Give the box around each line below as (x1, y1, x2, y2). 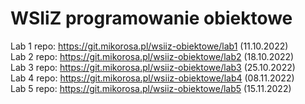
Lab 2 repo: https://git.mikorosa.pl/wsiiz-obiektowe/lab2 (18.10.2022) (10, 50, 295, 62)
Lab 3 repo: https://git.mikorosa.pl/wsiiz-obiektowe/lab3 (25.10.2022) (10, 61, 296, 73)
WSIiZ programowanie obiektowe (10, 7, 293, 30)
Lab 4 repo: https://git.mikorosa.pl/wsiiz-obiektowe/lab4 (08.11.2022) (10, 72, 295, 84)
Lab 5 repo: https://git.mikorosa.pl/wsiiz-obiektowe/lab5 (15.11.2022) (10, 82, 292, 94)
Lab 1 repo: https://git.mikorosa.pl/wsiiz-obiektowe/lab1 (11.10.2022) (10, 40, 289, 52)
